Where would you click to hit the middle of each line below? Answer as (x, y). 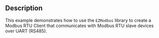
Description (24, 8)
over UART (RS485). (26, 31)
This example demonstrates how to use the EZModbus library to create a (78, 20)
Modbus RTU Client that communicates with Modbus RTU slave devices (79, 25)
